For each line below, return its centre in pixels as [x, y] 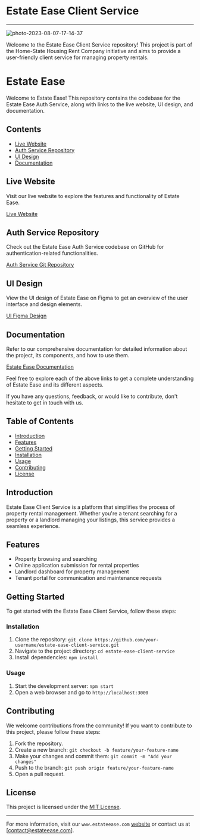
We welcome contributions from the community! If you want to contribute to [99, 725]
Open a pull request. [40, 774]
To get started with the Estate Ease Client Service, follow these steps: [91, 611]
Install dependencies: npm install [56, 657]
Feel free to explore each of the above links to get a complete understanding [100, 378]
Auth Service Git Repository [40, 265]
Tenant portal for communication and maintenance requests [88, 578]
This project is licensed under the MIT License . [64, 807]
